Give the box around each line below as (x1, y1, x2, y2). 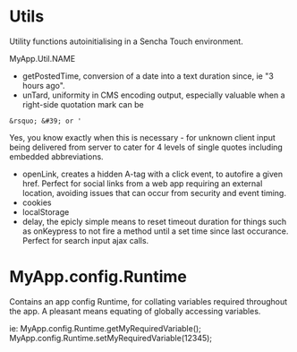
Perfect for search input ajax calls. (21, 235, 149, 245)
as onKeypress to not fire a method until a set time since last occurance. (21, 226, 289, 236)
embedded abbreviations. (9, 150, 105, 162)
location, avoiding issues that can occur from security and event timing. (21, 187, 286, 198)
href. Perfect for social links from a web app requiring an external (21, 177, 263, 189)
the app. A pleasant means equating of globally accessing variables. (9, 305, 261, 316)
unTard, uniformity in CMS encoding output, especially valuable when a (21, 90, 285, 100)
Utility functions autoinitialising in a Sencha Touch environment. (9, 36, 243, 47)
